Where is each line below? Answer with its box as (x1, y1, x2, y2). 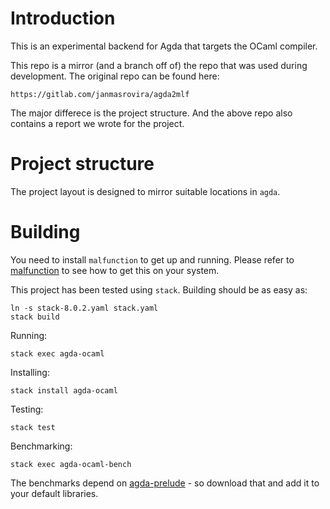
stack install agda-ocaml (10, 385, 118, 396)
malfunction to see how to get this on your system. (10, 264, 220, 276)
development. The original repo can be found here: (10, 70, 220, 82)
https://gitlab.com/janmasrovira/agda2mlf (10, 89, 190, 99)
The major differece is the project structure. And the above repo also (10, 107, 293, 119)
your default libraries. (10, 487, 99, 499)
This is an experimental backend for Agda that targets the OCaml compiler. (10, 40, 318, 52)
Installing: (10, 366, 50, 378)
